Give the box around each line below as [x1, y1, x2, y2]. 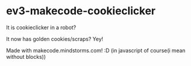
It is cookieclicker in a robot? [6, 24, 77, 31]
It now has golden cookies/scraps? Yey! [6, 35, 104, 42]
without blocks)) [6, 53, 46, 60]
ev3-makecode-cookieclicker [6, 4, 156, 18]
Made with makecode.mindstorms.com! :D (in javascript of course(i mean [6, 46, 186, 54]
